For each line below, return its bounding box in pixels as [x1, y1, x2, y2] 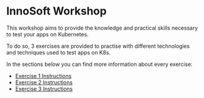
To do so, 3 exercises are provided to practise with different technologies [6, 42, 190, 50]
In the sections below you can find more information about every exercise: [6, 60, 193, 68]
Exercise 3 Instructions [15, 85, 73, 92]
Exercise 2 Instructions [15, 79, 73, 86]
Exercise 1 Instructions [15, 72, 72, 79]
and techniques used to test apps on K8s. [6, 48, 111, 56]
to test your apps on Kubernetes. [6, 30, 89, 38]
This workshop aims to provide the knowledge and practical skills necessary [6, 24, 198, 31]
